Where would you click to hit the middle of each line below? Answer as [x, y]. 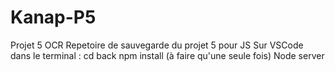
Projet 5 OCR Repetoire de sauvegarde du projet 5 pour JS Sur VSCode [157, 45]
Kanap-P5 [53, 17]
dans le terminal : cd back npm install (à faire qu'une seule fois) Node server [167, 55]
